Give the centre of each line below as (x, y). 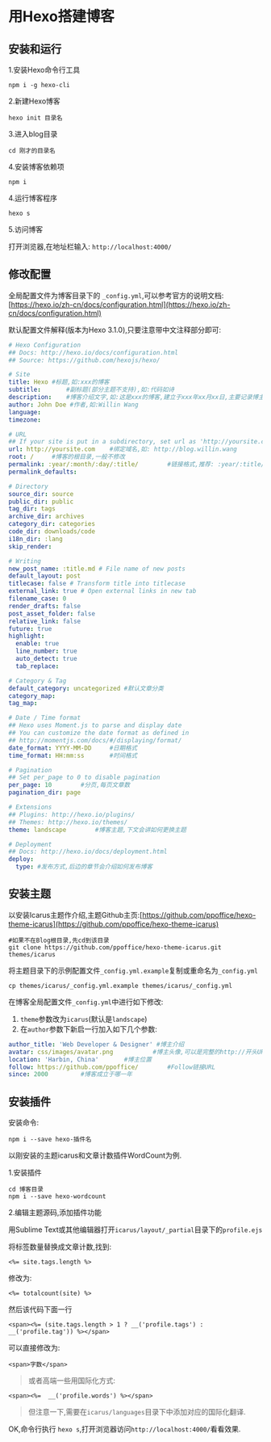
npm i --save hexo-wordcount (57, 1196)
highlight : (27, 636)
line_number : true (47, 651)
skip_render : (30, 546)
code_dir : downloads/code (52, 532)
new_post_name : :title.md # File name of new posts (97, 569)
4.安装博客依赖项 (36, 167)
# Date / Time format (45, 718)
